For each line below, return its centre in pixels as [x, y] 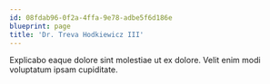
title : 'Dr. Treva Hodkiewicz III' [77, 34]
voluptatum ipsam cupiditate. [64, 70]
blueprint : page [40, 26]
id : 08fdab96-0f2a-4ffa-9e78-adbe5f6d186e [91, 18]
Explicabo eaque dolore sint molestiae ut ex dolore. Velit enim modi [135, 61]
